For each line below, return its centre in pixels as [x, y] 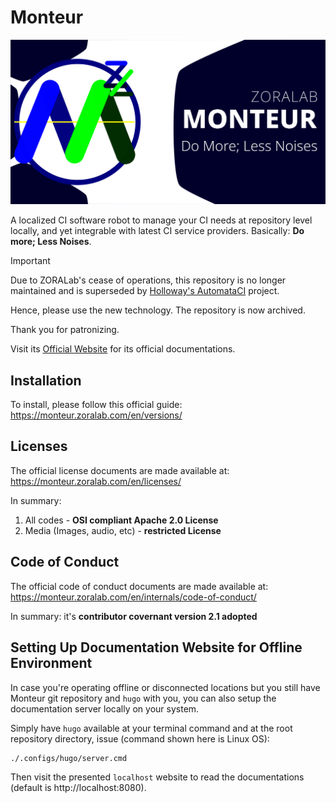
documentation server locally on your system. [105, 708]
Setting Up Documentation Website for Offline [156, 647]
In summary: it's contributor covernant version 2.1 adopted [134, 616]
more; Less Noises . [51, 242]
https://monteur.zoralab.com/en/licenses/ [96, 481]
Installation [46, 380]
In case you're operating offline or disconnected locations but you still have [165, 687]
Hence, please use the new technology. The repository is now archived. [158, 310]
